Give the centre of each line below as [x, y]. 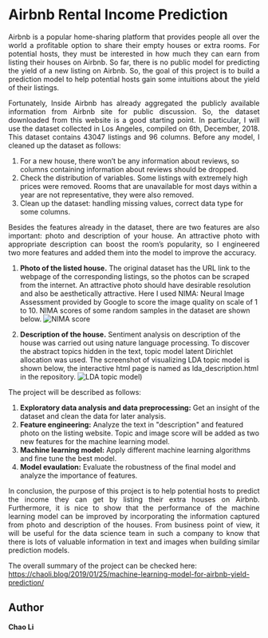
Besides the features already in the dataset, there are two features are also [134, 227]
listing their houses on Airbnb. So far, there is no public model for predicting [134, 62]
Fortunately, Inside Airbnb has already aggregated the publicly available [134, 103]
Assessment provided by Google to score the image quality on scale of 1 [138, 301]
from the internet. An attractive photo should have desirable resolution [135, 285]
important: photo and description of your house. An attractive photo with [134, 235]
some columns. [45, 211]
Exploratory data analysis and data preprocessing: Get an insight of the [140, 408]
